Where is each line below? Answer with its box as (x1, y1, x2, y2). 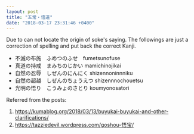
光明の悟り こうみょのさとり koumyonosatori (14, 85, 130, 92)
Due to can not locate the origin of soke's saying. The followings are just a (6, 36, 189, 43)
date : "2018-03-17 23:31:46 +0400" (6, 20, 95, 26)
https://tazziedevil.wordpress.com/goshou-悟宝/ (14, 121, 134, 129)
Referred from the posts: (6, 96, 67, 104)
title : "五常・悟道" (6, 14, 53, 20)
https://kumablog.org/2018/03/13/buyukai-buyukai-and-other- (14, 108, 169, 115)
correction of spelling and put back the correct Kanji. (6, 42, 136, 49)
